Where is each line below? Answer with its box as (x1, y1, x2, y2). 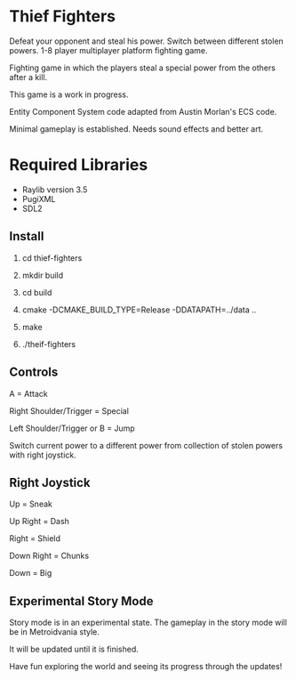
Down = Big (9, 568, 52, 579)
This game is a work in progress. (9, 89, 129, 100)
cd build (21, 287, 52, 297)
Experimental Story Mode (9, 594, 154, 609)
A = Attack (9, 388, 48, 399)
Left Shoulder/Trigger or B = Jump (9, 423, 135, 433)
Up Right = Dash (9, 516, 69, 527)
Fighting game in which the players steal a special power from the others (9, 62, 276, 73)
